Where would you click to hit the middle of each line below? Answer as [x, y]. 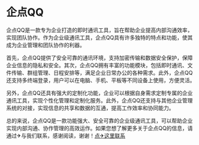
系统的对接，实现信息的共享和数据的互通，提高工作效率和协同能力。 [90, 108]
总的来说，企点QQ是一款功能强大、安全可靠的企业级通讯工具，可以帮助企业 [99, 120]
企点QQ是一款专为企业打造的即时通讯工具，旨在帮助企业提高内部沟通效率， [99, 30]
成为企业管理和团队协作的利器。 [46, 45]
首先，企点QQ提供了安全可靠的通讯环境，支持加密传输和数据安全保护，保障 [99, 58]
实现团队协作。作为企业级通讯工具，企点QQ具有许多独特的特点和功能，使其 [99, 37]
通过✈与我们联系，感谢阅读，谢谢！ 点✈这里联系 [66, 135]
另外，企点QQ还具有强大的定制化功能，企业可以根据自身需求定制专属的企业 [99, 93]
